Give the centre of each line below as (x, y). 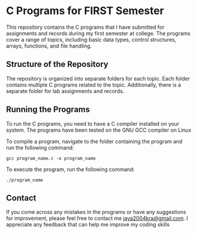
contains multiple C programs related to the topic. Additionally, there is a (94, 85)
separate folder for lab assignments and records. (65, 91)
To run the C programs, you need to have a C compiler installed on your (93, 123)
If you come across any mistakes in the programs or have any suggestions (96, 212)
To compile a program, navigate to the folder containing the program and (94, 141)
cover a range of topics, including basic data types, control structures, (91, 39)
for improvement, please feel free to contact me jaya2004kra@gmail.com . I (97, 218)
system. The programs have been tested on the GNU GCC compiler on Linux (99, 130)
